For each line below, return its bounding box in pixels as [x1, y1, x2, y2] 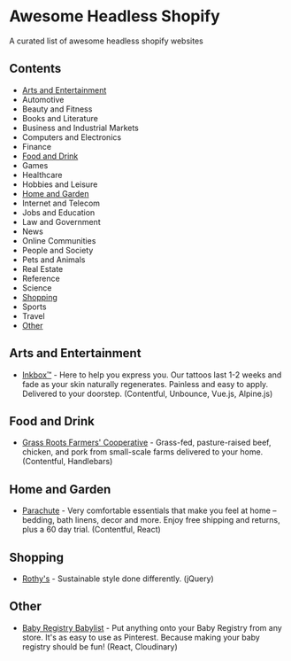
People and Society [21, 245, 94, 255]
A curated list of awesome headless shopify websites [9, 35, 203, 46]
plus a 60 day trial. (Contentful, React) [21, 525, 161, 535]
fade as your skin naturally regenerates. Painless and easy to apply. [21, 378, 269, 389]
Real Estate [21, 263, 64, 274]
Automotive [21, 94, 65, 105]
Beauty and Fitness [21, 104, 93, 114]
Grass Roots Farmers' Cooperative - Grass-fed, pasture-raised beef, [21, 437, 272, 448]
